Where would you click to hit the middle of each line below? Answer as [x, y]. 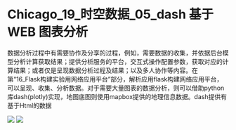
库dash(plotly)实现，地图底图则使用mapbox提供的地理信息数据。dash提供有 [117, 96]
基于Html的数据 [29, 105]
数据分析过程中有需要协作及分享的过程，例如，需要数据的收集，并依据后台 [115, 53]
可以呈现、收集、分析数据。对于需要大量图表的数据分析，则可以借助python [116, 88]
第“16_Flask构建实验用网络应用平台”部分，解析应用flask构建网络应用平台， [115, 79]
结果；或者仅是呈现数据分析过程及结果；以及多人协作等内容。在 [105, 70]
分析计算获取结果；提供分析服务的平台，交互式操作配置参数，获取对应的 [118, 61]
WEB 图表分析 [48, 32]
